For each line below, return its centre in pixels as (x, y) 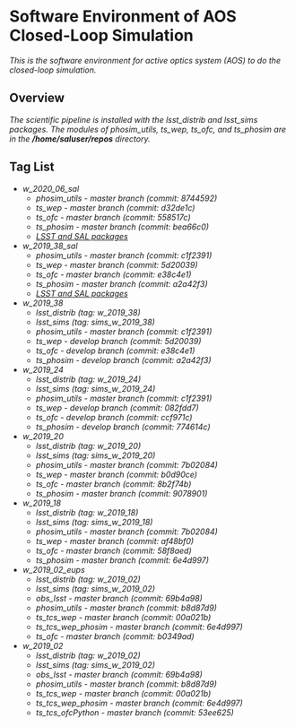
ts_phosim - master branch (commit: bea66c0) (122, 227)
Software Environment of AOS (123, 17)
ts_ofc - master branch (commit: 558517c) (113, 217)
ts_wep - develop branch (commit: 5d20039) (118, 341)
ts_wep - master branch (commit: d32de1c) (115, 207)
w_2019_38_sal (50, 246)
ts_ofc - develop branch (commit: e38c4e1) (115, 351)
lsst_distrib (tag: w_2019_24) (88, 379)
